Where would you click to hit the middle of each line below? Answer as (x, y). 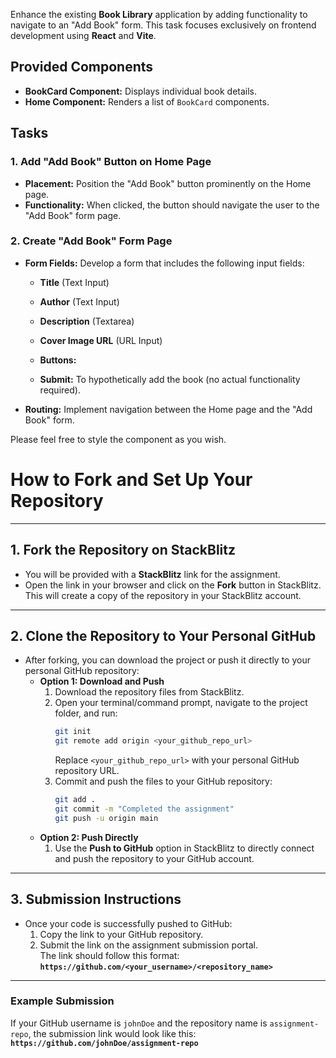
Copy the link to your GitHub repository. (121, 934)
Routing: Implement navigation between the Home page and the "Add (168, 409)
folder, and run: (86, 713)
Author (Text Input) (79, 301)
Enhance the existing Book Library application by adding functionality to (159, 14)
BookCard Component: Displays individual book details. (141, 91)
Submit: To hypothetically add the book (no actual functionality (170, 379)
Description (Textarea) (87, 321)
